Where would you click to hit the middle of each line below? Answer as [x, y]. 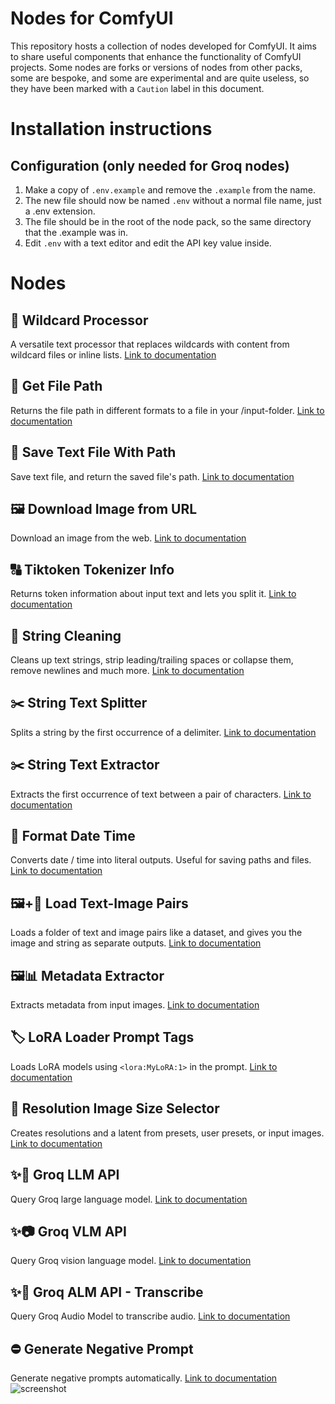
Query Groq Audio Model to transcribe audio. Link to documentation [150, 1316]
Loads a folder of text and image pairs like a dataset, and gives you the [156, 933]
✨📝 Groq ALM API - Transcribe [107, 1292]
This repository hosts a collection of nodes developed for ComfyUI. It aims [163, 46]
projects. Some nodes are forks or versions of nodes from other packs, [156, 67]
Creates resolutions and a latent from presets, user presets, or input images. [167, 1133]
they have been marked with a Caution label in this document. [137, 88]
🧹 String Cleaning [66, 635]
